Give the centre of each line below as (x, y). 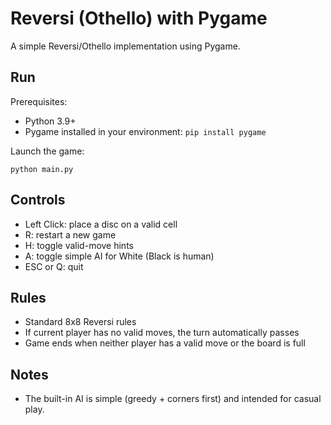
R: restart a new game (70, 234)
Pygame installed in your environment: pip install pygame (145, 131)
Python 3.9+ (50, 121)
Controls (38, 200)
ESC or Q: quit (54, 266)
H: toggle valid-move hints (79, 245)
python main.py (42, 169)
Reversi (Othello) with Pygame (139, 18)
